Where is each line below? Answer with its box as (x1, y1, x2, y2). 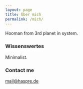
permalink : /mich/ (5, 16, 43, 21)
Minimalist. (5, 54, 27, 60)
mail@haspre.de (5, 78, 39, 84)
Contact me (5, 66, 34, 73)
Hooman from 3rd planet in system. (5, 30, 78, 36)
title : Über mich (5, 12, 41, 17)
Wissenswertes (5, 43, 44, 50)
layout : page (5, 7, 32, 12)
